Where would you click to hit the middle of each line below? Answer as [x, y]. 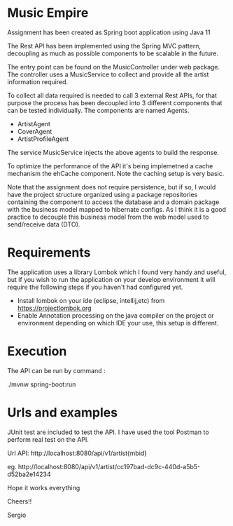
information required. [38, 81]
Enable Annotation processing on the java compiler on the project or [116, 315]
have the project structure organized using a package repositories [103, 194]
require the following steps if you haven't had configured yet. [95, 287]
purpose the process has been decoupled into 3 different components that [115, 102]
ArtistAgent [34, 123]
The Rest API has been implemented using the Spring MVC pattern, [104, 46]
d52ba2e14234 [29, 474]
